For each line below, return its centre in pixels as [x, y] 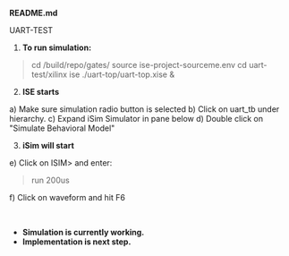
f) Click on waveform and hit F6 [67, 197]
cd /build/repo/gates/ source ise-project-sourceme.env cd [139, 65]
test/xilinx [49, 74]
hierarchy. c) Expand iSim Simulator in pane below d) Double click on [136, 119]
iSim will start [48, 145]
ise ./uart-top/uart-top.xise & [122, 74]
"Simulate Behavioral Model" [62, 128]
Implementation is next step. [76, 242]
